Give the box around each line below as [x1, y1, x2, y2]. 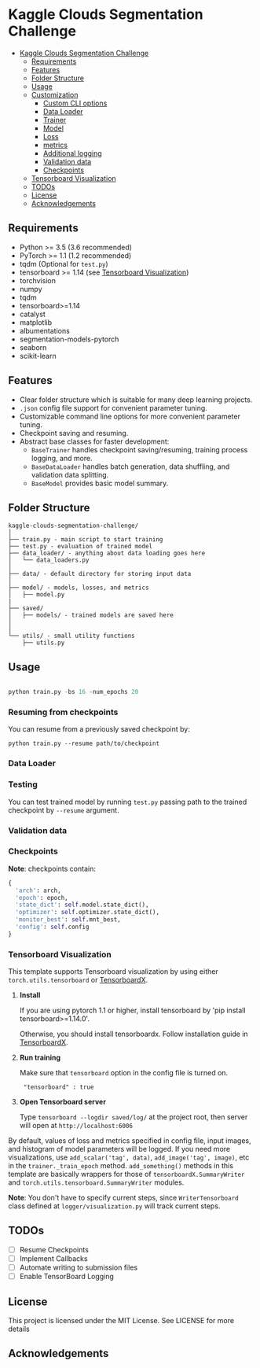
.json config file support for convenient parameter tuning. [19, 403, 208, 412]
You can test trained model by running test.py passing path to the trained [8, 797, 247, 806]
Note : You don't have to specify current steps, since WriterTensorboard [8, 1193, 239, 1203]
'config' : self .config [15, 923, 90, 931]
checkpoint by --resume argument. [8, 805, 119, 815]
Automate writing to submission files [19, 1263, 138, 1272]
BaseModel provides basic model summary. [31, 478, 169, 488]
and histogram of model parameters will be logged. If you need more [8, 1145, 230, 1154]
